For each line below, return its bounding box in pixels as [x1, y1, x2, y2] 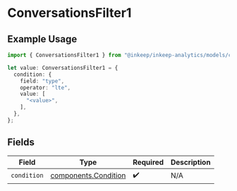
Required [133, 157, 164, 167]
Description [170, 157, 211, 167]
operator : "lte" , [20, 84, 71, 91]
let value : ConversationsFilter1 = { [7, 64, 119, 71]
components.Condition [50, 171, 126, 180]
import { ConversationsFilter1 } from [7, 51, 121, 58]
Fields [7, 136, 35, 149]
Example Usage [7, 33, 78, 45]
